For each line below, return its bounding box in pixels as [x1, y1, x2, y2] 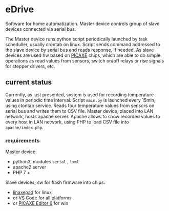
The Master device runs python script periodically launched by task [5, 36, 148, 42]
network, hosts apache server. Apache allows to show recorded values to [5, 113, 160, 119]
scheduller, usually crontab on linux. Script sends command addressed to [5, 41, 160, 47]
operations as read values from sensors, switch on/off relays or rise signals [5, 57, 164, 64]
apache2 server [12, 164, 47, 170]
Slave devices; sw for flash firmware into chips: [5, 179, 105, 185]
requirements [5, 137, 40, 144]
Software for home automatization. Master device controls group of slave [5, 20, 160, 27]
